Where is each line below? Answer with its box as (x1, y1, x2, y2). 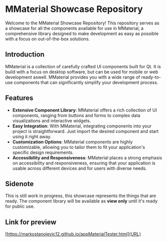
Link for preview (5, 218, 56, 226)
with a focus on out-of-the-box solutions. (5, 36, 90, 42)
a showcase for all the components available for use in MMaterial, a (5, 25, 144, 31)
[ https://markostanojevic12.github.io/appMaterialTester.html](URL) (5, 231, 141, 237)
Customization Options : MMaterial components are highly (12, 138, 133, 145)
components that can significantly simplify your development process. (13, 79, 159, 85)
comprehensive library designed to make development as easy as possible (5, 30, 159, 36)
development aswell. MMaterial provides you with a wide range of (5, 74, 141, 80)
